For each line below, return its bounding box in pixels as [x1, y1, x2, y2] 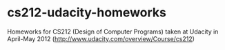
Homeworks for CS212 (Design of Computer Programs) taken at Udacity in [7, 27, 219, 36]
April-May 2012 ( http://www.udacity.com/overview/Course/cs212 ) [7, 34, 195, 42]
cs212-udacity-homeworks [7, 5, 167, 21]
